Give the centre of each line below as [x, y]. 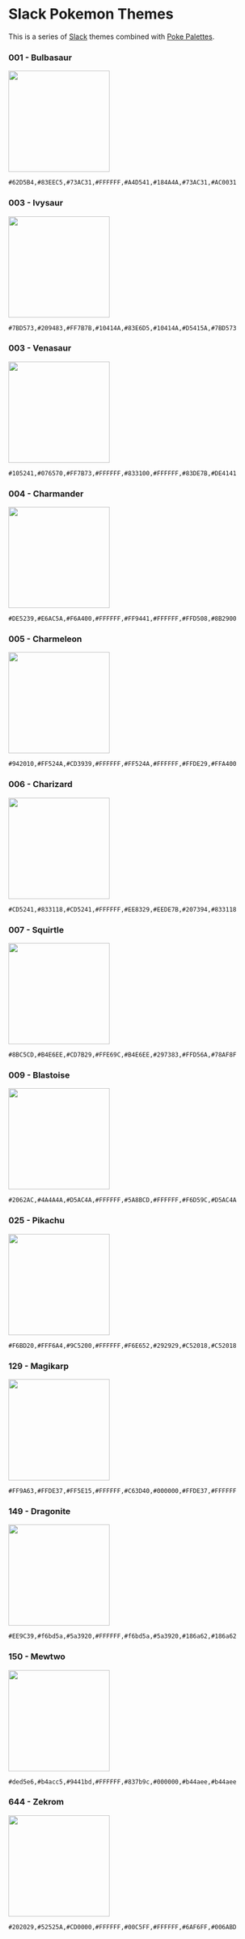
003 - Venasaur [40, 348]
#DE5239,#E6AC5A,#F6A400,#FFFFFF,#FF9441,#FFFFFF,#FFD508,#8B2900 [122, 619]
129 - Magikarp [38, 1366]
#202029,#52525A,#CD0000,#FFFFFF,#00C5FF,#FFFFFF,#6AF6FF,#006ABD [122, 1927]
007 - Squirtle [36, 929]
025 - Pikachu [36, 1221]
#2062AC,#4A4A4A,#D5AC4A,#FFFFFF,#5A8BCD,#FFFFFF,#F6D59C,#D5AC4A [122, 1200]
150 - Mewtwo [37, 1656]
